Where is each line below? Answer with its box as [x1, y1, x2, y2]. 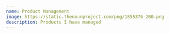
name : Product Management [6, 8, 69, 14]
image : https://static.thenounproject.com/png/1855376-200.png [6, 14, 165, 20]
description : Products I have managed [6, 19, 101, 25]
